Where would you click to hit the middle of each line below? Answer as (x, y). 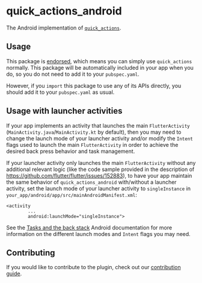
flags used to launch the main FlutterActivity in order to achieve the (92, 145)
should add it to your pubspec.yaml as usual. (60, 92)
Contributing (31, 253)
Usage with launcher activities (64, 111)
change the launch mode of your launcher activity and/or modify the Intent (100, 138)
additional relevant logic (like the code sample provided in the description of (100, 169)
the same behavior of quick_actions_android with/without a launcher (91, 182)
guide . (14, 274)
